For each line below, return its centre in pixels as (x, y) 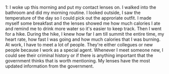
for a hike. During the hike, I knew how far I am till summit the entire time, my (85, 34)
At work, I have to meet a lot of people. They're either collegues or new (79, 45)
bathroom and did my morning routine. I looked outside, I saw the (73, 13)
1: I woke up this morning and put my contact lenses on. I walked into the (81, 7)
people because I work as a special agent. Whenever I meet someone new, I (84, 50)
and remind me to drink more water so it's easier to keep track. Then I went (83, 29)
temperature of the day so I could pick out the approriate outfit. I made (78, 18)
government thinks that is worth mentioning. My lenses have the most (78, 61)
